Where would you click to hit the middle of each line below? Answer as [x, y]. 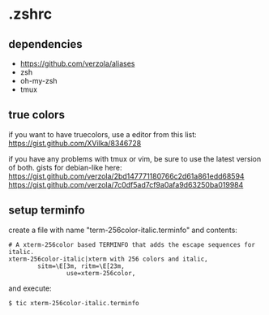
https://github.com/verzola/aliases [77, 63]
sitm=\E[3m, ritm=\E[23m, [81, 266]
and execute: [30, 288]
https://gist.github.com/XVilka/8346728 [75, 143]
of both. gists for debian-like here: [66, 167]
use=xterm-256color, [101, 273]
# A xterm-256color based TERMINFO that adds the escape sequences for [132, 244]
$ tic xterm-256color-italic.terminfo [74, 303]
